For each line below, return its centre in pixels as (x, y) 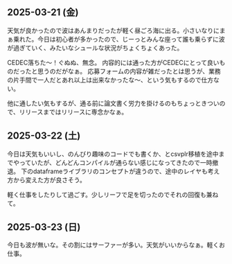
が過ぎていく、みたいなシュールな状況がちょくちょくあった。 (95, 48)
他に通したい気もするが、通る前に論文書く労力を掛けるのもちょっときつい (113, 103)
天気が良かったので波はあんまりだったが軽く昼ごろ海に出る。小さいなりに (113, 30)
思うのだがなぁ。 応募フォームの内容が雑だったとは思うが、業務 (129, 71)
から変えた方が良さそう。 (50, 179)
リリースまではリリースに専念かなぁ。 (73, 112)
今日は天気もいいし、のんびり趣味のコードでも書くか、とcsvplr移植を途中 (113, 154)
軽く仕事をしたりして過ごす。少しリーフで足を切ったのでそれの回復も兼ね (113, 194)
